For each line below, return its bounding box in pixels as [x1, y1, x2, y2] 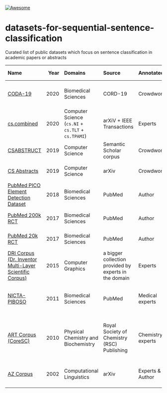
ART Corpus [7, 331, 36, 338]
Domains [64, 69, 86, 76]
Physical [64, 328, 84, 335]
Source [103, 69, 121, 76]
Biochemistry [64, 340, 95, 347]
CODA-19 [7, 90, 32, 97]
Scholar [103, 147, 121, 154]
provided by [103, 262, 131, 269]
